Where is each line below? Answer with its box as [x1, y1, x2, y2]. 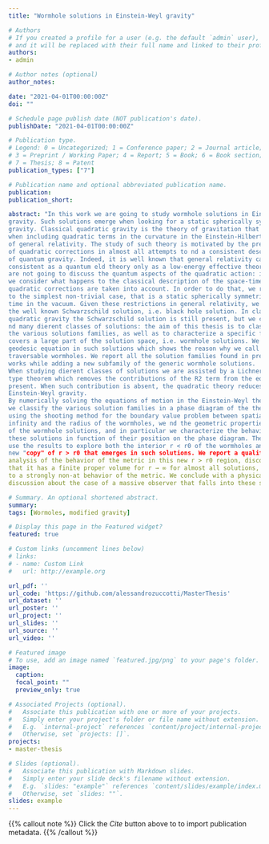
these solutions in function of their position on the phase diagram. [8, 434, 249, 442]
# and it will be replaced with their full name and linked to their [8, 41, 246, 49]
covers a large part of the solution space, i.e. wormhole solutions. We [8, 337, 260, 345]
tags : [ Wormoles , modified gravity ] [8, 508, 130, 516]
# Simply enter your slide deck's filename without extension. [8, 774, 231, 783]
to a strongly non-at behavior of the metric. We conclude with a [8, 471, 235, 479]
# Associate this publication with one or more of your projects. [8, 707, 242, 716]
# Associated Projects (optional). [8, 700, 127, 708]
